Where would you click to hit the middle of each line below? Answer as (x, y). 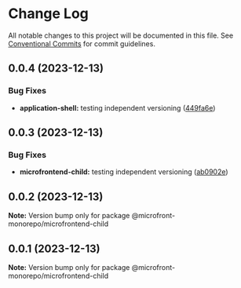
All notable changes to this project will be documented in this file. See (121, 35)
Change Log (48, 14)
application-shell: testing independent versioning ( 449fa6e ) (117, 108)
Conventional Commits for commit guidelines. (82, 43)
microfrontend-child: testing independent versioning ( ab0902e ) (124, 172)
